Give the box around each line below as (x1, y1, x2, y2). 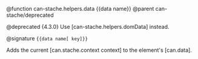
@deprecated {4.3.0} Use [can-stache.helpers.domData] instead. (6, 23, 170, 30)
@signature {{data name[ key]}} (6, 35, 88, 42)
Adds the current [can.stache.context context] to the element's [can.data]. (6, 46, 192, 54)
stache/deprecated (6, 11, 54, 19)
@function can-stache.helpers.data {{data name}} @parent (6, 5, 154, 12)
